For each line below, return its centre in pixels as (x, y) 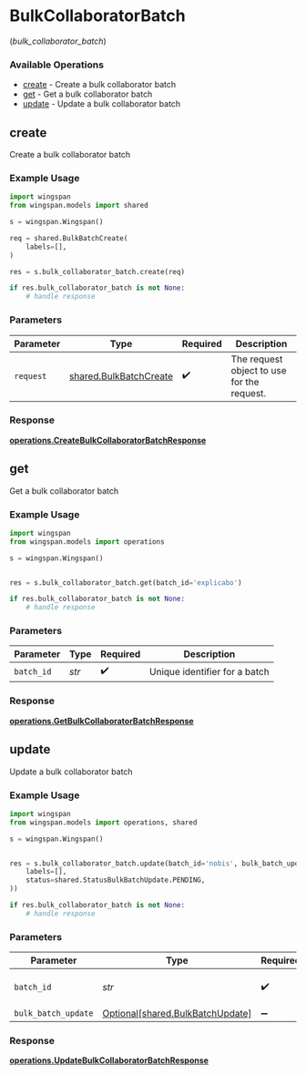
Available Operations (57, 65)
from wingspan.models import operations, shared (103, 822)
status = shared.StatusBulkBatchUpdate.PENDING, (116, 880)
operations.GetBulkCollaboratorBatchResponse (102, 721)
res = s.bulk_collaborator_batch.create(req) (97, 271)
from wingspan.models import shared (79, 206)
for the (245, 382)
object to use (259, 370)
